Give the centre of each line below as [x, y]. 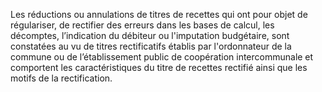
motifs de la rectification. [61, 78]
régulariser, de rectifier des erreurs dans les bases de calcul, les [142, 25]
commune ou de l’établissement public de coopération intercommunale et [162, 57]
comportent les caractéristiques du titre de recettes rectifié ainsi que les [159, 67]
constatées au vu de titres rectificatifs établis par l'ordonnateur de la [151, 46]
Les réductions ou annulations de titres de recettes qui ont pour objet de [159, 14]
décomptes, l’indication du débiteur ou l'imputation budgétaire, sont [150, 35]
